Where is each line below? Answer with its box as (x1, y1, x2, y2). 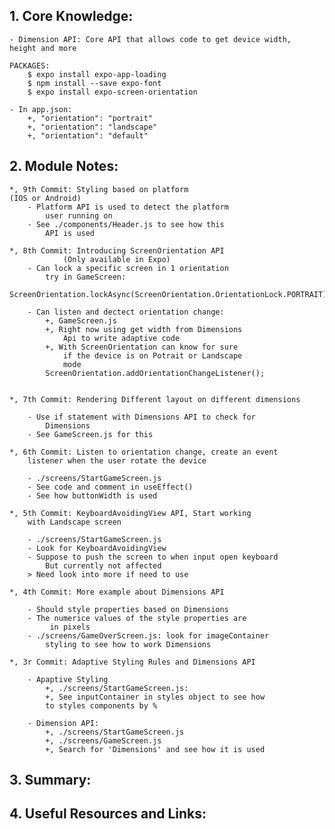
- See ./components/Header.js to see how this (27, 219, 225, 229)
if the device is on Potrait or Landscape (62, 350, 243, 361)
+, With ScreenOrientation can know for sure (45, 342, 239, 352)
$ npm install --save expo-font (27, 78, 162, 88)
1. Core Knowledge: (9, 8, 134, 25)
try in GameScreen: (45, 272, 127, 282)
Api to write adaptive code (62, 333, 181, 343)
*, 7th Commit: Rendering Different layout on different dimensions (9, 394, 301, 404)
